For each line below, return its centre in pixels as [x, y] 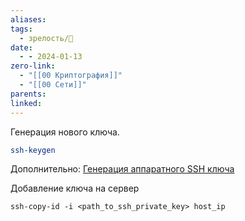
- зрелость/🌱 [46, 38]
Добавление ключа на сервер [75, 188]
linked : [26, 103]
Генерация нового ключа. [65, 132]
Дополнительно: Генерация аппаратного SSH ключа [122, 169]
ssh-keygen [33, 150]
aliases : [28, 19]
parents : [28, 94]
